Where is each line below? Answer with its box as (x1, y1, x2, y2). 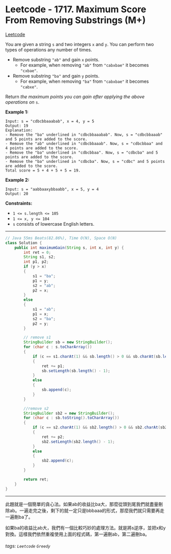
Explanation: (5, 128, 33, 133)
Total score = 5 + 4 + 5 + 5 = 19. (5, 167, 81, 173)
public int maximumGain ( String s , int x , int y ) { (14, 245, 124, 250)
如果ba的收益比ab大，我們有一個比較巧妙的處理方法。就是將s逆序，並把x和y (5, 524, 166, 531)
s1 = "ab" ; (32, 307, 56, 312)
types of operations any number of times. (5, 46, 93, 53)
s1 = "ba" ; (32, 273, 56, 279)
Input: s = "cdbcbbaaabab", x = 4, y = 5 (5, 118, 95, 124)
